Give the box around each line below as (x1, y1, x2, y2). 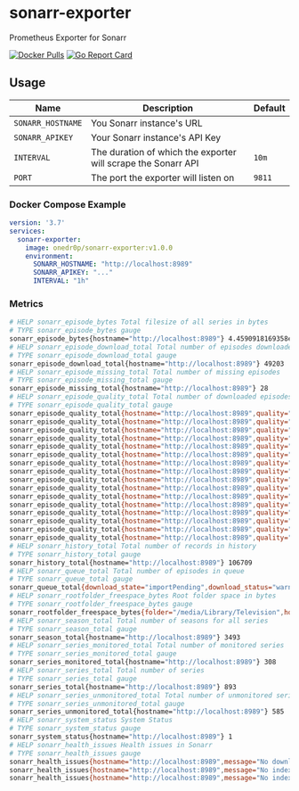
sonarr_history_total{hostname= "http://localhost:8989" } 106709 (9, 558, 253, 567)
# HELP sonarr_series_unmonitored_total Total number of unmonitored (9, 690, 273, 700)
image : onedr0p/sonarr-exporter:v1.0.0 (25, 243, 174, 252)
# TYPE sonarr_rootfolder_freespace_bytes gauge (9, 600, 193, 609)
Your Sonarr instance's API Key (90, 131, 221, 144)
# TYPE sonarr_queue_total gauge (9, 574, 133, 584)
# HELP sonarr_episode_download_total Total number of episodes (9, 342, 253, 351)
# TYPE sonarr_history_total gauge (9, 549, 141, 559)
